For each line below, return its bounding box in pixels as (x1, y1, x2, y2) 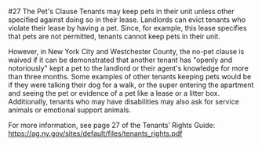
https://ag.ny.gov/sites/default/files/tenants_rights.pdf (8, 129, 183, 138)
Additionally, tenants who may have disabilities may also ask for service (8, 97, 239, 106)
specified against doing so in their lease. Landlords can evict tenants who (8, 15, 246, 24)
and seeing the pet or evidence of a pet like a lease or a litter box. (8, 89, 220, 97)
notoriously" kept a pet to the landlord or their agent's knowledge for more (8, 64, 249, 73)
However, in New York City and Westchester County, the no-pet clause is (8, 47, 245, 56)
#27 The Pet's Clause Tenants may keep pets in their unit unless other (8, 7, 235, 16)
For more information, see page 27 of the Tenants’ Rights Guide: (8, 121, 216, 130)
